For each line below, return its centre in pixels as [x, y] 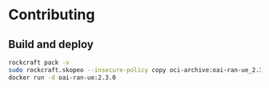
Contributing [52, 15]
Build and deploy [51, 44]
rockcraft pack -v [39, 62]
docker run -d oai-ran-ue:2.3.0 [62, 78]
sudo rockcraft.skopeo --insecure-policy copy [87, 70]
